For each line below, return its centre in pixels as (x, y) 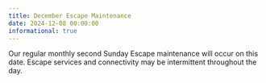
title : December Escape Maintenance (70, 16)
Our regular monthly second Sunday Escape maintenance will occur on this (133, 54)
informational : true (43, 31)
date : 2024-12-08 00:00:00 (54, 23)
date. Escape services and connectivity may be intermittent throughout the (133, 62)
